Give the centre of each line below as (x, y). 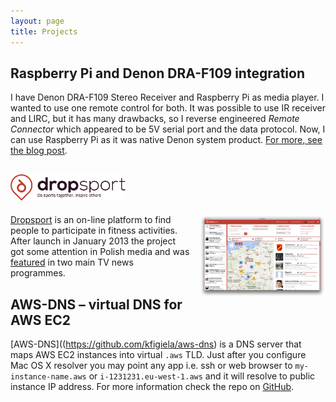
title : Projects (44, 31)
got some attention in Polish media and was (100, 252)
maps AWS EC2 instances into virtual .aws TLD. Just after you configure (158, 354)
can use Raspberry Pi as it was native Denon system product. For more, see (166, 140)
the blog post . (39, 151)
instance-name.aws (48, 376)
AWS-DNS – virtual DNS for (96, 304)
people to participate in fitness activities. (94, 231)
